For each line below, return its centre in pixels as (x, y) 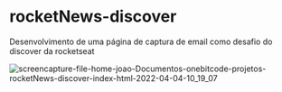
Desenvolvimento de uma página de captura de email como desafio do (141, 41)
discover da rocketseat (52, 51)
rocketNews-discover (93, 17)
